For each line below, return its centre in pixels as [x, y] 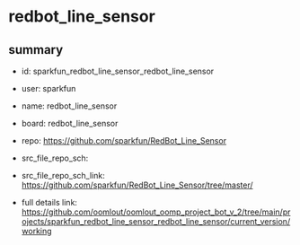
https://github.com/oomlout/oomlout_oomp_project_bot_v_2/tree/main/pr [156, 212]
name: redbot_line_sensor [69, 106]
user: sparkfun [49, 88]
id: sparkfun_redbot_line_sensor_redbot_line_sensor [118, 71]
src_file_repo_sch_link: [63, 175]
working [36, 231]
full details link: [49, 202]
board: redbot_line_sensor [70, 123]
